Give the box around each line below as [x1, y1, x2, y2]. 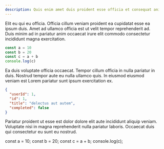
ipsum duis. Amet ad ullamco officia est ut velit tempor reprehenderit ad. [5, 25, 150, 32]
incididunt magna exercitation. [5, 36, 66, 42]
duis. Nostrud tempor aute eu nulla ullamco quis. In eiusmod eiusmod [5, 73, 144, 79]
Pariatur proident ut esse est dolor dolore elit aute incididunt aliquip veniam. [5, 118, 157, 124]
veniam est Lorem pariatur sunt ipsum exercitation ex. [5, 78, 113, 84]
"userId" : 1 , [9, 92, 36, 97]
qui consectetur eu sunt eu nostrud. [5, 129, 77, 135]
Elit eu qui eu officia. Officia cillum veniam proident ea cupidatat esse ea [5, 20, 150, 26]
